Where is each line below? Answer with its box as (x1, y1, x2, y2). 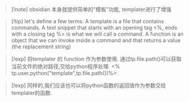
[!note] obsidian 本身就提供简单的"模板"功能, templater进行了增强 (11, 6, 172, 13)
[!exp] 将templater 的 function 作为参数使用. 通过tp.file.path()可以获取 (11, 55, 182, 62)
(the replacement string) (11, 43, 71, 50)
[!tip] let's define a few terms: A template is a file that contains (11, 18, 165, 24)
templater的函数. (11, 89, 52, 96)
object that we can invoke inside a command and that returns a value (11, 37, 181, 44)
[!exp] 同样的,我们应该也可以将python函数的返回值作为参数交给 (11, 82, 166, 89)
